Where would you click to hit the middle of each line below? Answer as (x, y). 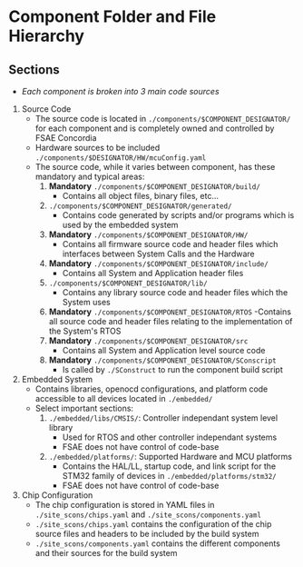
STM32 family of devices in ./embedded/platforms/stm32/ (170, 476)
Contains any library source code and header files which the (175, 292)
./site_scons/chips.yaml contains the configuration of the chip (153, 524)
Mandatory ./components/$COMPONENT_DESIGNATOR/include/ (158, 264)
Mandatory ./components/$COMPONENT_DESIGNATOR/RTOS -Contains (170, 312)
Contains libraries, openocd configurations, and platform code (151, 389)
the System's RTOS (85, 331)
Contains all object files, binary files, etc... (141, 196)
